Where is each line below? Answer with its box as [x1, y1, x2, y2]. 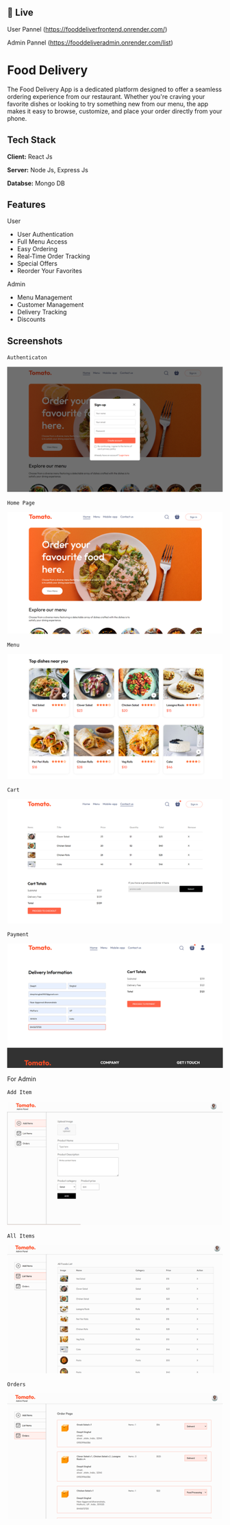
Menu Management [16, 293, 73, 302]
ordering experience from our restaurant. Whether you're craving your [7, 92, 205, 100]
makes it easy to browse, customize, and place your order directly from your [7, 107, 222, 115]
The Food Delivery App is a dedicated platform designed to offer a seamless [7, 85, 222, 93]
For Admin [7, 1075, 36, 1083]
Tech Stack [7, 135, 56, 146]
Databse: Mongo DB [7, 179, 65, 187]
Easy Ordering [16, 245, 58, 253]
